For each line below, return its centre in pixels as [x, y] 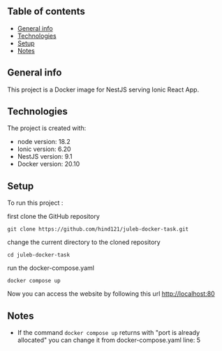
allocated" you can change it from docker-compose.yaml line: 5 [109, 340]
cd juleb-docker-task [39, 255]
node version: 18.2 [44, 142]
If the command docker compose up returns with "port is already [109, 333]
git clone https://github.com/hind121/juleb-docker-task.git [98, 229]
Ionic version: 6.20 [44, 149]
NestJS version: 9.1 [45, 157]
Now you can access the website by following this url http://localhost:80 [111, 294]
